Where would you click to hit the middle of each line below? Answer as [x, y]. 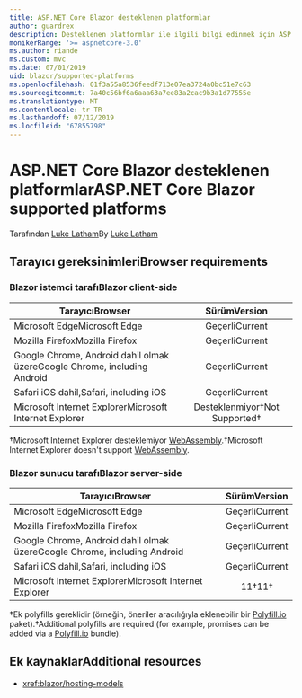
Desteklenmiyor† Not [237, 407]
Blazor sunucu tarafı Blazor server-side [96, 473]
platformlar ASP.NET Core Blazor [133, 190]
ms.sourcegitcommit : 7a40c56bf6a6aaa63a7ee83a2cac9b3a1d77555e [130, 93]
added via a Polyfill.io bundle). [65, 633]
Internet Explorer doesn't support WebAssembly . [100, 449]
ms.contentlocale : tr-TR [56, 110]
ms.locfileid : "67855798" [58, 127]
